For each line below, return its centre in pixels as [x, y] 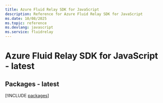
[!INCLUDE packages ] [27, 96]
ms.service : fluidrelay [29, 32]
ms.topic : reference [26, 23]
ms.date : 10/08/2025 [26, 18]
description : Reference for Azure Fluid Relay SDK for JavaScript [74, 14]
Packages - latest [32, 84]
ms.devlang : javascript [29, 28]
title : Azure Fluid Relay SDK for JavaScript [52, 9]
